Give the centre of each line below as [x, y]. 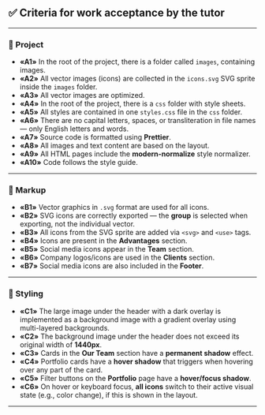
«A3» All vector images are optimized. [82, 95]
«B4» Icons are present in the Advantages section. [103, 241]
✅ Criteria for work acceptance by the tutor [116, 13]
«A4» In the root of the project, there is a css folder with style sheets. [132, 104]
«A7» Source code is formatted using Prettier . [95, 137]
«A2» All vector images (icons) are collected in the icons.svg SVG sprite [137, 79]
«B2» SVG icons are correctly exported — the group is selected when [134, 215]
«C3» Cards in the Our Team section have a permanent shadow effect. [136, 353]
